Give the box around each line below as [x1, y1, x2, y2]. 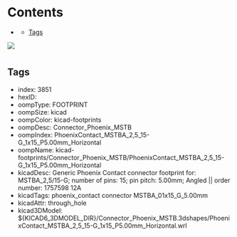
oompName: [17, 145, 55, 154]
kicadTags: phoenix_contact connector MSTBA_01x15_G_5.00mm [17, 191, 209, 199]
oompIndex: [17, 130, 53, 139]
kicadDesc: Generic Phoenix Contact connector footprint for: [17, 168, 196, 177]
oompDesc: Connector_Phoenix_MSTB [17, 122, 132, 132]
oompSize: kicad [17, 107, 68, 116]
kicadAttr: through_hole [17, 199, 87, 207]
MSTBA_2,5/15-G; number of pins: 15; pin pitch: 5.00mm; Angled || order [17, 176, 231, 184]
